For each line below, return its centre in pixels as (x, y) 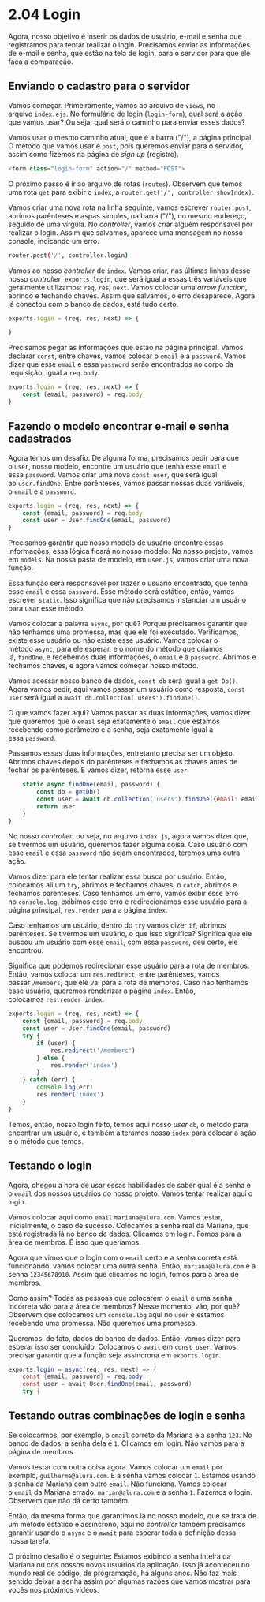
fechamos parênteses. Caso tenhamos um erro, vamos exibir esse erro (123, 894)
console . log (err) (65, 1087)
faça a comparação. (41, 62)
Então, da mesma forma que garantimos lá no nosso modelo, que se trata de (132, 1515)
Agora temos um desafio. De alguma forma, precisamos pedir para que (123, 457)
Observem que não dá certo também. (69, 1500)
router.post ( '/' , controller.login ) (68, 255)
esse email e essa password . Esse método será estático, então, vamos (121, 592)
